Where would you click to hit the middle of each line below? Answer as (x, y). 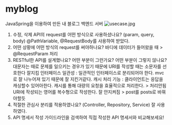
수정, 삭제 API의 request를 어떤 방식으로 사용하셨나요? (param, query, (83, 34)
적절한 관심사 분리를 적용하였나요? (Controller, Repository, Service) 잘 (84, 105)
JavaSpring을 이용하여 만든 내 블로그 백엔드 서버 (54, 23)
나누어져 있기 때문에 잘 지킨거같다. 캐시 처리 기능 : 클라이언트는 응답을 (93, 79)
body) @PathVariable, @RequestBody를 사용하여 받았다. (71, 41)
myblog (22, 9)
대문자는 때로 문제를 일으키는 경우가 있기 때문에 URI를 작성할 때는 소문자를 (87, 66)
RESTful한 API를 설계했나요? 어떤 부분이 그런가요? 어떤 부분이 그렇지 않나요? (90, 60)
